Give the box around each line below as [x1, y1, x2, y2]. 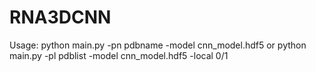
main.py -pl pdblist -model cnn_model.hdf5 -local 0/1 [9, 49, 229, 61]
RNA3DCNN [9, 6, 112, 29]
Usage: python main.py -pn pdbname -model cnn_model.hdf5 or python [9, 39, 307, 51]
